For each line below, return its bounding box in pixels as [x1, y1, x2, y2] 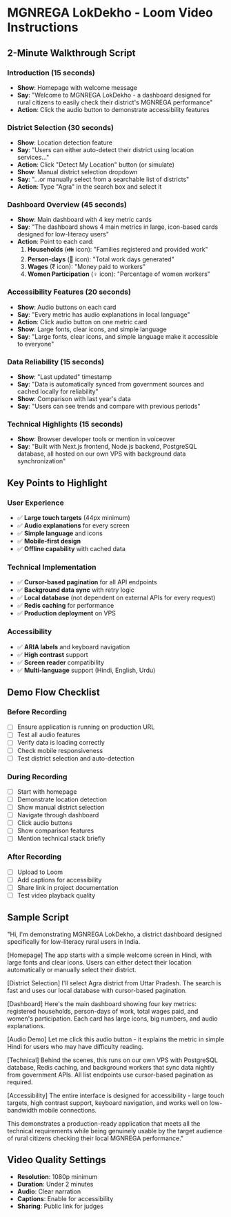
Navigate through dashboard [17, 811, 99, 819]
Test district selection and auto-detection [17, 754, 134, 762]
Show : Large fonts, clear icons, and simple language [17, 325, 167, 333]
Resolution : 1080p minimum [17, 1172, 98, 1180]
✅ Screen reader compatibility [17, 658, 105, 667]
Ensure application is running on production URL [17, 723, 155, 731]
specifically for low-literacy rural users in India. [7, 937, 141, 945]
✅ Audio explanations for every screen [17, 521, 130, 530]
